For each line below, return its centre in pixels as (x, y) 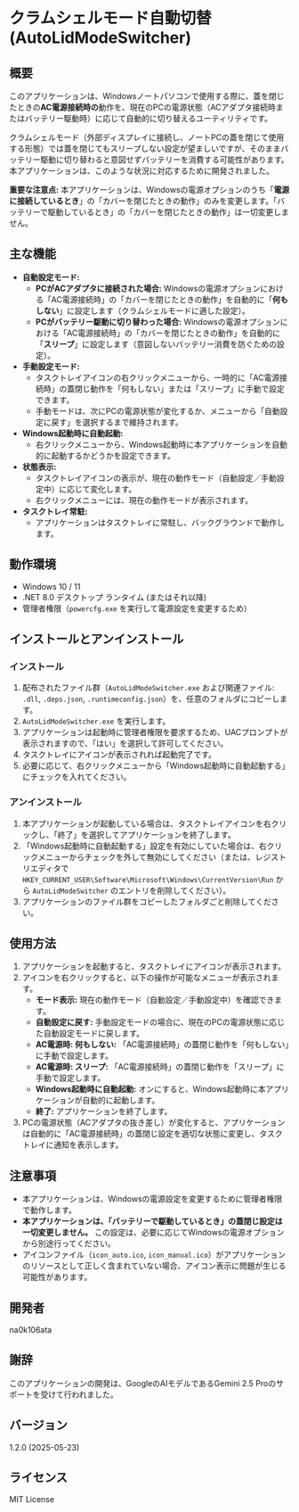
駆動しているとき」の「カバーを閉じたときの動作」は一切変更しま (168, 212)
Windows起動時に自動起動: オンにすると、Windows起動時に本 (150, 1089)
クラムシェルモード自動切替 (110, 18)
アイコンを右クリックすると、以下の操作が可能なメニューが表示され (146, 978)
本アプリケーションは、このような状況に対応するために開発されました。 (141, 171)
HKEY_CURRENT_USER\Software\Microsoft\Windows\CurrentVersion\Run (148, 880)
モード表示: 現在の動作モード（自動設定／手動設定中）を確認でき (155, 1000)
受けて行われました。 (79, 1394)
